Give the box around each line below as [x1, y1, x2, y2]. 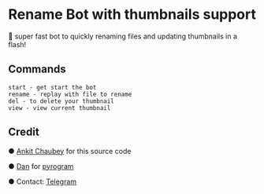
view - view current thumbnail [8, 104, 111, 112]
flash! [8, 39, 27, 49]
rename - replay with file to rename [8, 90, 132, 98]
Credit [8, 126, 39, 139]
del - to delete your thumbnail [8, 97, 114, 105]
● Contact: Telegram [8, 177, 77, 186]
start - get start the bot [8, 83, 97, 91]
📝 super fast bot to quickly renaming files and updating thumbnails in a [8, 31, 238, 41]
